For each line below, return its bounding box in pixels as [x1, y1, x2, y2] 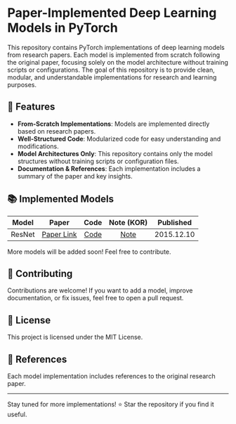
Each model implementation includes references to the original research [7, 372, 216, 380]
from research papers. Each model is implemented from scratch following [7, 51, 221, 59]
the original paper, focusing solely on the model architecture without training [7, 58, 228, 66]
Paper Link [41, 229, 77, 239]
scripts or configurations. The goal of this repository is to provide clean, [7, 65, 216, 74]
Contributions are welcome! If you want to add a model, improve [7, 286, 193, 295]
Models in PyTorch [7, 20, 118, 36]
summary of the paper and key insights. [17, 172, 133, 180]
